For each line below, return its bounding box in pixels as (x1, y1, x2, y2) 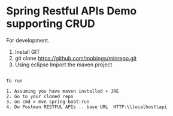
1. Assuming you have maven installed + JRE (6, 88, 119, 94)
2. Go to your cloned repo (6, 93, 74, 99)
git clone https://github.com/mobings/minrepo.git (14, 54, 136, 62)
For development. (6, 36, 50, 44)
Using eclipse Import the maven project (14, 61, 113, 68)
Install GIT (14, 48, 40, 55)
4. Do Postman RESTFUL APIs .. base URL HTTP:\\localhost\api (6, 103, 168, 110)
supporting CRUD (6, 17, 95, 30)
